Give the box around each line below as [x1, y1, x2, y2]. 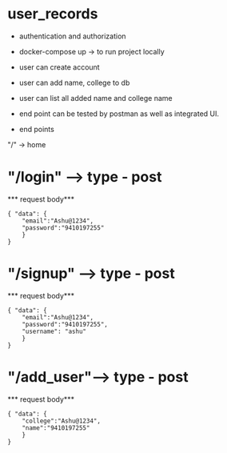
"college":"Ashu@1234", [22, 417, 102, 425]
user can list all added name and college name [18, 93, 173, 102]
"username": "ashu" [22, 327, 87, 335]
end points [18, 124, 55, 134]
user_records [7, 5, 98, 23]
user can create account [18, 62, 101, 72]
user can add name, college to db [18, 78, 130, 87]
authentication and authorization [18, 31, 126, 41]
